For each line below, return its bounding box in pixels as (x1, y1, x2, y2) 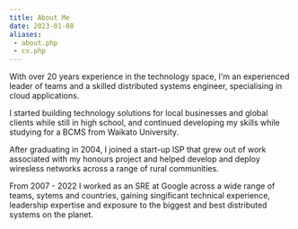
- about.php (13, 38, 58, 48)
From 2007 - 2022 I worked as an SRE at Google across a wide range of (9, 181, 276, 191)
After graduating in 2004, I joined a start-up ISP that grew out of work (9, 145, 267, 155)
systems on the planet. (9, 209, 94, 220)
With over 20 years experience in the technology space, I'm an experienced (9, 71, 290, 82)
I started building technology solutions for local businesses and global (9, 108, 268, 119)
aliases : (9, 30, 42, 39)
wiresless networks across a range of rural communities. (9, 163, 219, 174)
